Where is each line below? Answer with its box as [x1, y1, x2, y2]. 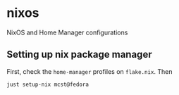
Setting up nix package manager [6, 49, 152, 61]
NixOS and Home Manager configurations [6, 28, 128, 37]
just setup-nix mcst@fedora [6, 81, 89, 88]
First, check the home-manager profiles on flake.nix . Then [6, 67, 173, 75]
